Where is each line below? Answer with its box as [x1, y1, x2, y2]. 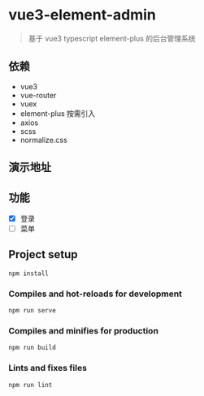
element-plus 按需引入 [20, 108, 96, 118]
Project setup [8, 247, 79, 261]
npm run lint [8, 381, 53, 389]
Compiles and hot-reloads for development [8, 288, 183, 299]
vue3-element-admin [8, 6, 157, 24]
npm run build [8, 343, 57, 352]
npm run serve [8, 307, 57, 315]
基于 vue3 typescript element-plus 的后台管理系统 [28, 33, 197, 43]
